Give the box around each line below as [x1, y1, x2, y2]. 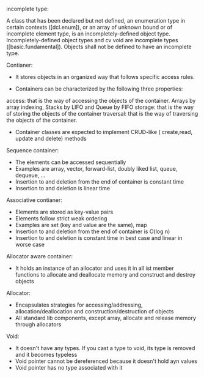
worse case [15, 241, 45, 248]
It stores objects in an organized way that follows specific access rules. [15, 73, 195, 80]
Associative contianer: [6, 196, 62, 204]
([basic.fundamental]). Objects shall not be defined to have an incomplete [6, 43, 192, 50]
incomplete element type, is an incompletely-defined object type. [6, 30, 171, 37]
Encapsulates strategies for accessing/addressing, [15, 301, 143, 308]
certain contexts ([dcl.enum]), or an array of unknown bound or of [6, 24, 173, 31]
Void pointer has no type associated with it [15, 364, 123, 371]
